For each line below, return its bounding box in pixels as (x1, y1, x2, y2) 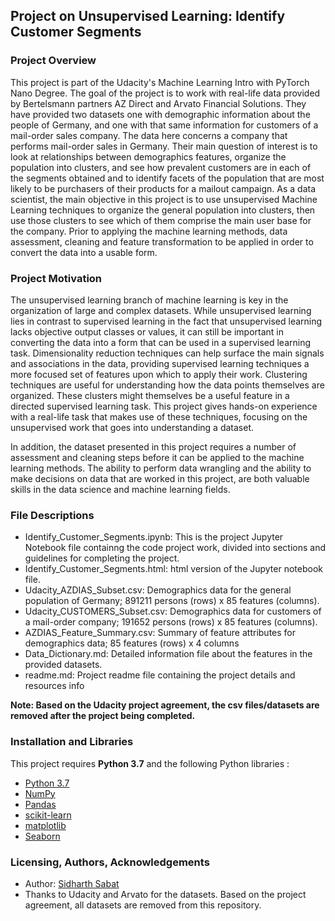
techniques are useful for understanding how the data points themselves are (10, 379, 325, 391)
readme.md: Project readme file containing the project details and (24, 669, 296, 681)
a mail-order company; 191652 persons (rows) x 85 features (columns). (24, 616, 318, 628)
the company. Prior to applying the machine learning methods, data (10, 225, 288, 237)
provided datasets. (24, 659, 103, 671)
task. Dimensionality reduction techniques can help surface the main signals (10, 347, 325, 359)
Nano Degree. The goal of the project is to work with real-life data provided (10, 87, 321, 99)
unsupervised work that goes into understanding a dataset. (10, 421, 255, 433)
